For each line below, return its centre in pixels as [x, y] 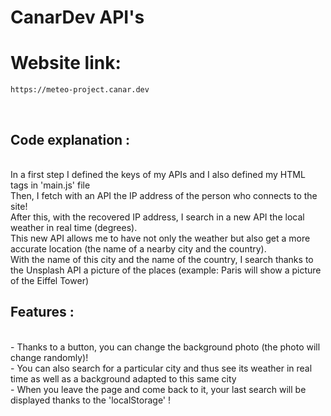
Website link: [66, 63]
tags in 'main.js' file [50, 185]
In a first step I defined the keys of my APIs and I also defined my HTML [158, 174]
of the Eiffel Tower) [50, 280]
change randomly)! [49, 357]
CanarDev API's [77, 17]
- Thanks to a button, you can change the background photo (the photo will [165, 347]
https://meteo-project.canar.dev [80, 90]
